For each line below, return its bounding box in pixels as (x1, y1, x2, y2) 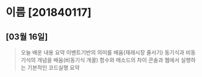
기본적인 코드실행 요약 (27, 64, 80, 71)
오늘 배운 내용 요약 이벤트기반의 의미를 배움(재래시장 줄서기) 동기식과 (20, 49, 184, 56)
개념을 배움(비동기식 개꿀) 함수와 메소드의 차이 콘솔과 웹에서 (37, 56, 180, 64)
